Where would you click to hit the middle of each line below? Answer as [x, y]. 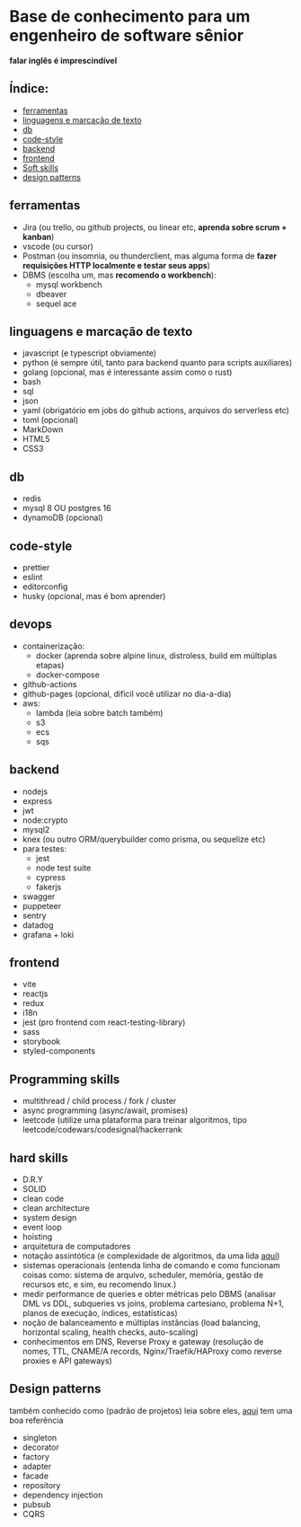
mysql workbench [69, 284]
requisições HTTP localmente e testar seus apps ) [116, 265]
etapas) [50, 665]
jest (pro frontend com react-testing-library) [104, 1022]
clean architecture [56, 1208]
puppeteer [41, 905]
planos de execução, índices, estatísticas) [100, 1313]
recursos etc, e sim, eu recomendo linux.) [99, 1284]
